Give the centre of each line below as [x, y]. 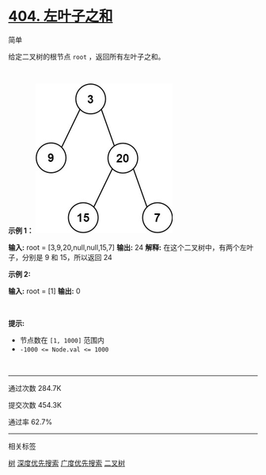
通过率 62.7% [30, 422]
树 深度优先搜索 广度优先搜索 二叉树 [66, 463]
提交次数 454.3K [35, 404]
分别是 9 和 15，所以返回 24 [67, 257]
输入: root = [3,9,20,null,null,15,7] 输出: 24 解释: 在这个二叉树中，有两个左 [127, 247]
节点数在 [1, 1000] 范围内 [62, 340]
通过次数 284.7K [35, 388]
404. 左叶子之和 [61, 16]
